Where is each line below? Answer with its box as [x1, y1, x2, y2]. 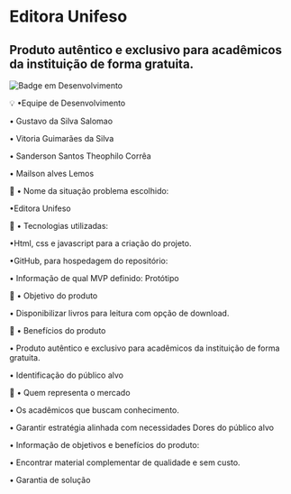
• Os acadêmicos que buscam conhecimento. [9, 405, 180, 416]
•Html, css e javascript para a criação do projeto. [9, 238, 192, 249]
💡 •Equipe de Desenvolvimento [9, 97, 126, 108]
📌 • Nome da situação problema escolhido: [9, 186, 169, 196]
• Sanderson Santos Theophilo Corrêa [9, 151, 151, 161]
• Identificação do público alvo [9, 370, 124, 380]
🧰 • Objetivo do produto [9, 290, 98, 301]
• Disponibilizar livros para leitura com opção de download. [9, 308, 230, 318]
